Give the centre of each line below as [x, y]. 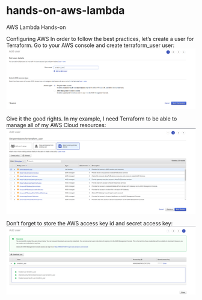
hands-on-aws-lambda [66, 11]
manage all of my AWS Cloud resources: [56, 125]
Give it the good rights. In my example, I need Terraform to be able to [92, 119]
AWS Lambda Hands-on [36, 27]
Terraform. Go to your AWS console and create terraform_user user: [90, 45]
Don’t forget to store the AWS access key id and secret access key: [90, 223]
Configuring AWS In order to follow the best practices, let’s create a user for [100, 39]
